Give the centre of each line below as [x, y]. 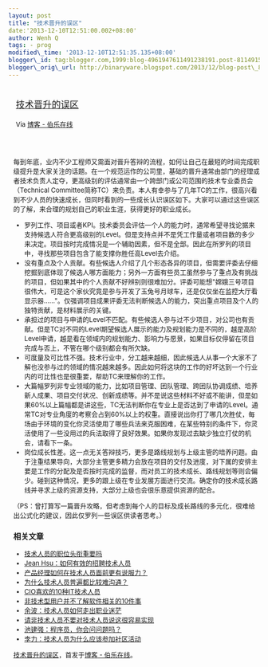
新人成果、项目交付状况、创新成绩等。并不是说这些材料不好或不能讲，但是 [138, 395]
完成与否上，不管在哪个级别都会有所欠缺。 [89, 348]
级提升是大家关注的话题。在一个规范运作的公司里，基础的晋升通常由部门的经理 [133, 171]
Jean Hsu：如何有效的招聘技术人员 [78, 563]
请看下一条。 [57, 442]
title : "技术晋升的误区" [45, 23]
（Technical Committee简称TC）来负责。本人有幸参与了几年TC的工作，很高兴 [132, 190]
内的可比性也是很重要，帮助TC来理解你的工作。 [97, 376]
